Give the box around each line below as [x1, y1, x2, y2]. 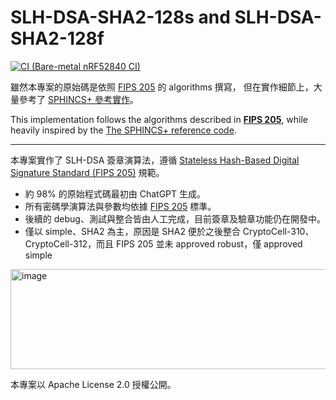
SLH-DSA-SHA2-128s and [10, 6, 231, 29]
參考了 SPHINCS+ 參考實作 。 [18, 93, 139, 105]
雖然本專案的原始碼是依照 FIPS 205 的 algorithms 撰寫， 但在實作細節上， [10, 81, 314, 93]
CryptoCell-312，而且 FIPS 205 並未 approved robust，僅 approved [24, 237, 303, 250]
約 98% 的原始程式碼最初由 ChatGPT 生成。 [24, 187, 207, 200]
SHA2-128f [10, 27, 105, 50]
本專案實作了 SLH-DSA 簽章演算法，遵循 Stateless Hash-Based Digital [10, 154, 300, 166]
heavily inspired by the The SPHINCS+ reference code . [10, 124, 237, 136]
